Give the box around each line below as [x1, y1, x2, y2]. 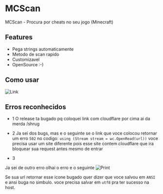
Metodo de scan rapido [12, 51, 60, 57]
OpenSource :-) [12, 61, 44, 67]
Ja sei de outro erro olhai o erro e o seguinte [5, 165, 95, 171]
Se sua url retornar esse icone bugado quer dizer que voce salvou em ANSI [5, 174, 155, 180]
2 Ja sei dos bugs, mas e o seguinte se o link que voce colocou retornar [12, 130, 157, 136]
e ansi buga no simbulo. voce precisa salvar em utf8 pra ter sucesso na [5, 179, 149, 185]
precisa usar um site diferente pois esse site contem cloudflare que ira [12, 141, 154, 147]
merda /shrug [12, 121, 40, 127]
